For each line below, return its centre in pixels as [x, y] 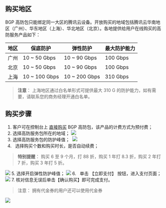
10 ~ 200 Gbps [82, 76]
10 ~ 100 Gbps [41, 76]
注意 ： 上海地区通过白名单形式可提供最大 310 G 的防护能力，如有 [85, 90]
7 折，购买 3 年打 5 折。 [42, 163]
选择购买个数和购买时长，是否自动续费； [57, 146]
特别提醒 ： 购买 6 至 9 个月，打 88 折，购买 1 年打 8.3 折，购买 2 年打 [89, 156]
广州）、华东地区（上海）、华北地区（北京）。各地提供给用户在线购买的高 [88, 28]
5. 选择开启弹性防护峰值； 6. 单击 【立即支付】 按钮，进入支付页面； [86, 173]
